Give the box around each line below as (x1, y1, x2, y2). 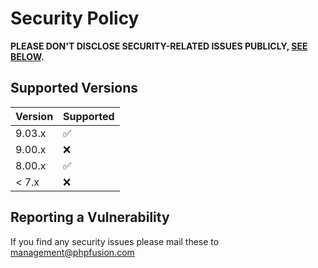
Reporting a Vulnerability (10, 209, 170, 226)
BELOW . (10, 50, 45, 62)
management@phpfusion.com (10, 246, 135, 258)
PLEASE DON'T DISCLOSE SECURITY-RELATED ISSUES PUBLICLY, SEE (10, 40, 308, 52)
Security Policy (10, 7, 140, 30)
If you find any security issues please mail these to (10, 235, 220, 247)
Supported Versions (10, 80, 138, 97)
